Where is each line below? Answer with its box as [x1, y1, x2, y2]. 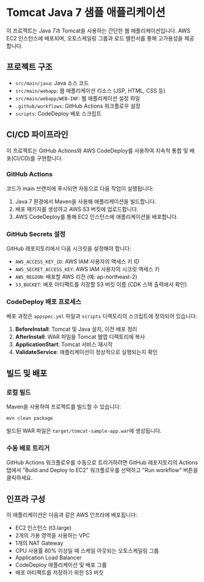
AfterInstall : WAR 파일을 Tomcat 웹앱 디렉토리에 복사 [15, 333, 145, 341]
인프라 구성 [6, 493, 46, 504]
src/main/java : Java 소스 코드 [15, 79, 89, 86]
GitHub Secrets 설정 [6, 230, 66, 238]
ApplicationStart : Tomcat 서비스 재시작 [15, 341, 113, 348]
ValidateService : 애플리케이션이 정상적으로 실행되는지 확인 [15, 348, 158, 356]
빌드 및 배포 [6, 368, 48, 378]
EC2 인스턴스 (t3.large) [15, 524, 72, 532]
